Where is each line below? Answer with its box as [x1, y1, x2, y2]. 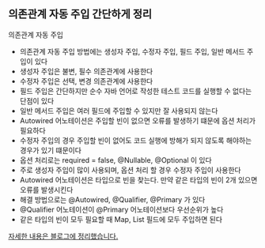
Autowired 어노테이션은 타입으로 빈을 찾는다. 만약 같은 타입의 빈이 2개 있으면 [19, 175, 258, 184]
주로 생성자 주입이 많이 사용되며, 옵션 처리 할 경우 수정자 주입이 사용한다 [19, 165, 241, 175]
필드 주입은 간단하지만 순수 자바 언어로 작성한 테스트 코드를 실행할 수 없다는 [19, 86, 252, 96]
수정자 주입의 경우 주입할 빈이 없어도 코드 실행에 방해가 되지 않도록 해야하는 [19, 135, 252, 145]
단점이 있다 [19, 96, 55, 105]
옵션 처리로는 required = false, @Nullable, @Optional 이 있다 [19, 155, 212, 164]
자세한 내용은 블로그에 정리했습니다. [8, 231, 119, 241]
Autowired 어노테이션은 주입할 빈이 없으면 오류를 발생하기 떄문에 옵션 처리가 [19, 115, 256, 125]
